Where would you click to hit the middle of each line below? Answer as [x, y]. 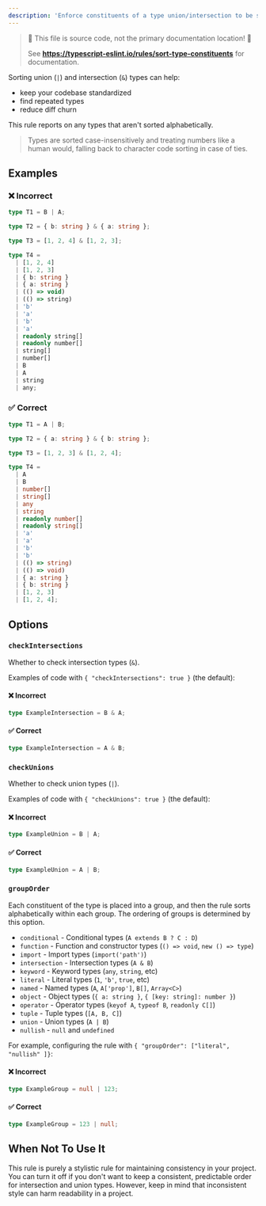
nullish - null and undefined [67, 1029]
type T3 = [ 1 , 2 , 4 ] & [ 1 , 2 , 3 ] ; [65, 241]
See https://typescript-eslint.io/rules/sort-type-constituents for [136, 53]
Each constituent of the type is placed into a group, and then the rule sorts [129, 905]
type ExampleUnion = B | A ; [55, 835]
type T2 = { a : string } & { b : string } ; [79, 439]
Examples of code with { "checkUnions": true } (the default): [109, 799]
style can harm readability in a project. [71, 1193]
